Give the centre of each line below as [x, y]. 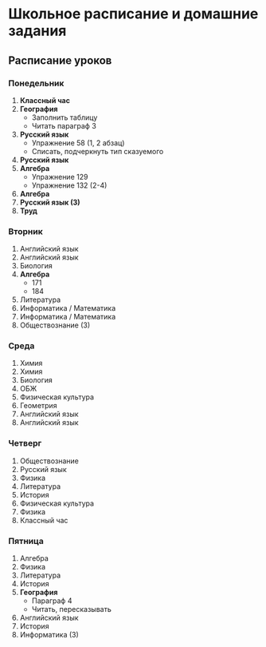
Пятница [26, 541]
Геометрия [38, 406]
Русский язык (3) [50, 202]
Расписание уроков [60, 60]
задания [37, 31]
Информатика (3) [49, 635]
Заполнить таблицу [65, 117]
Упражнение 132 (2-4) [69, 185]
